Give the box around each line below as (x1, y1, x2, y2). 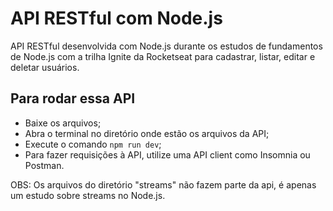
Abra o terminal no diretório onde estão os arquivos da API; (24, 127, 270, 139)
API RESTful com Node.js (10, 7, 223, 30)
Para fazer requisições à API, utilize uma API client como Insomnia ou (24, 148, 311, 161)
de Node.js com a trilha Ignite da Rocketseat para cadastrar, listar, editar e (10, 50, 316, 62)
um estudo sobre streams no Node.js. (10, 189, 166, 201)
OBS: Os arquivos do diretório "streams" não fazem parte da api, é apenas (10, 178, 317, 191)
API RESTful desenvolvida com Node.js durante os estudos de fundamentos (10, 40, 323, 52)
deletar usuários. (10, 61, 80, 73)
